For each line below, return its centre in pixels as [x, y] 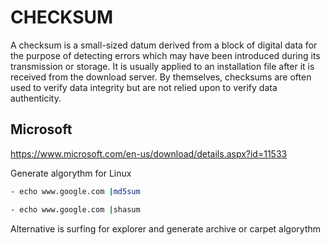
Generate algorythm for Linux [71, 173]
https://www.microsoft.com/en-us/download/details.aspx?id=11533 [149, 153]
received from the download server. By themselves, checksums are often [161, 77]
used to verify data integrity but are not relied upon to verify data [144, 87]
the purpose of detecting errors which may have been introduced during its [165, 55]
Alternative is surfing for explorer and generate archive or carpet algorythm [166, 228]
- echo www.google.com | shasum [75, 209]
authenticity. [36, 98]
